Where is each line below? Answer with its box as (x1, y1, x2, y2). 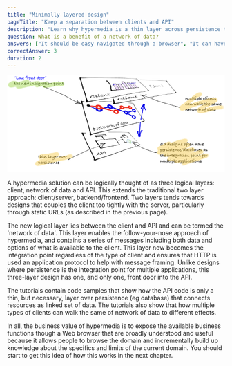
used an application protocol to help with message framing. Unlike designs (7, 258, 220, 266)
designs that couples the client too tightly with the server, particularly (7, 201, 204, 209)
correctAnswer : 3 (7, 48, 57, 55)
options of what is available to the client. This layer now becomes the (7, 243, 204, 252)
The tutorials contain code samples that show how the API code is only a (7, 286, 214, 294)
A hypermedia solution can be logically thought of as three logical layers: (7, 179, 215, 187)
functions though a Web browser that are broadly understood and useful (7, 329, 213, 337)
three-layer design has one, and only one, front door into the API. (7, 273, 193, 281)
